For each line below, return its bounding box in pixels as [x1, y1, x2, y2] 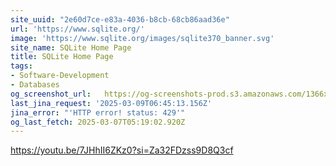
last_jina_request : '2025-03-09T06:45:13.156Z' [10, 98, 213, 108]
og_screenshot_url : [10, 89, 92, 99]
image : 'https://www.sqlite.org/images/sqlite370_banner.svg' [10, 33, 275, 43]
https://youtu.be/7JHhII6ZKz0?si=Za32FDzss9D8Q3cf [10, 144, 234, 156]
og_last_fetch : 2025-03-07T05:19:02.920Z [10, 117, 186, 127]
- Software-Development [10, 71, 110, 81]
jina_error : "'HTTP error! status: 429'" [10, 107, 186, 118]
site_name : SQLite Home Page [10, 42, 132, 53]
